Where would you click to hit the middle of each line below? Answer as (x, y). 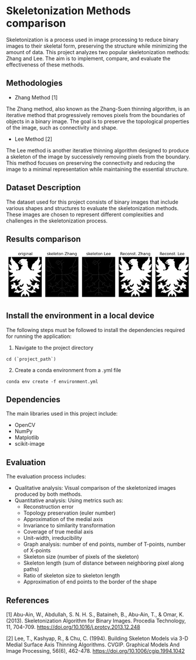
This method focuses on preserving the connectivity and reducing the (90, 162)
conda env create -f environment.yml (52, 382)
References (28, 600)
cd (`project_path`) (31, 359)
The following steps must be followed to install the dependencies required (95, 330)
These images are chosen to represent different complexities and (85, 214)
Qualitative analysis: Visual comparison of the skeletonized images (95, 488)
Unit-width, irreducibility (53, 538)
